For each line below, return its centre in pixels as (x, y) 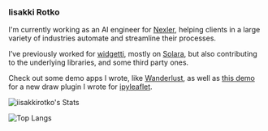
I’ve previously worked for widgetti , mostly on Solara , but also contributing (133, 54)
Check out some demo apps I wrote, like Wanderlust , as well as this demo (132, 78)
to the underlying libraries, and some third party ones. (99, 62)
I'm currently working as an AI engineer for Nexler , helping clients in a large (134, 30)
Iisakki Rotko (34, 12)
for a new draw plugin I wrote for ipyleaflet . (80, 87)
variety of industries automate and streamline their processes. (112, 38)
